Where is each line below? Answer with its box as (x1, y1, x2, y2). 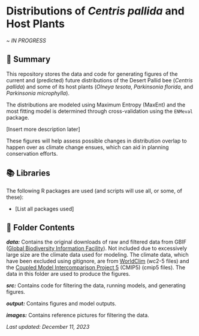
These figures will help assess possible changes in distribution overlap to (6, 137, 187, 144)
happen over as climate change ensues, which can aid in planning (6, 143, 169, 151)
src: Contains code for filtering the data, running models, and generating (6, 282, 186, 289)
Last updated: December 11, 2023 (6, 323, 90, 331)
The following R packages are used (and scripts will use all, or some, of (6, 187, 183, 194)
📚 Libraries (6, 168, 50, 179)
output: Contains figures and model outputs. (6, 300, 117, 307)
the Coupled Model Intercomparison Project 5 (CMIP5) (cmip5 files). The (6, 264, 186, 271)
